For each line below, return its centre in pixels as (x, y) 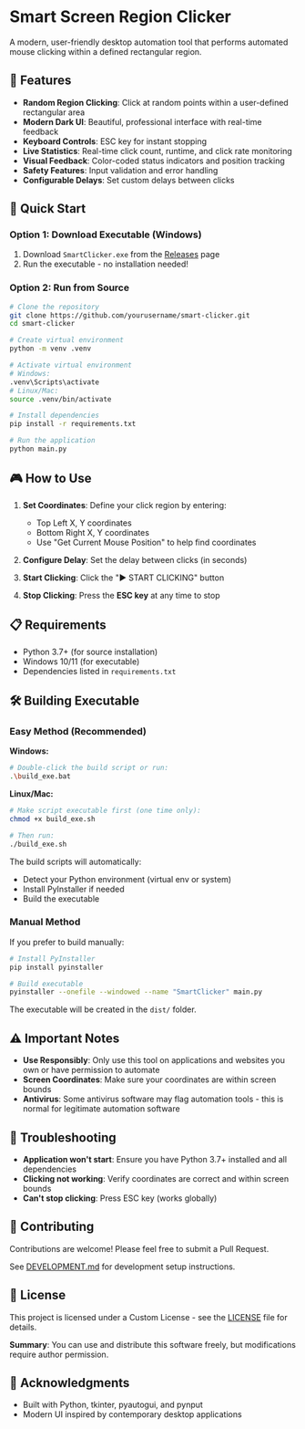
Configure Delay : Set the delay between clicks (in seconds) (135, 559)
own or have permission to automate (91, 1070)
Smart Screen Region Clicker (121, 17)
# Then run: (32, 835)
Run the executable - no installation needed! (106, 264)
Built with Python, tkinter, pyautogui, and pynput (112, 1405)
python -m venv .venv (51, 349)
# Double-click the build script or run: (89, 768)
